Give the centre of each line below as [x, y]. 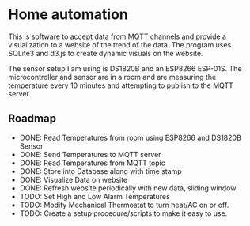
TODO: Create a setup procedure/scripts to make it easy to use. [123, 213]
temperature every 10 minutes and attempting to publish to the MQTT [121, 85]
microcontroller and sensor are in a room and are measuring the [112, 77]
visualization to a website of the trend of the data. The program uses [120, 44]
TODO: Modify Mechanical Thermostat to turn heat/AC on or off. [124, 205]
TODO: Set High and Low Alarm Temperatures [95, 196]
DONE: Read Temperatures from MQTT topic [93, 163]
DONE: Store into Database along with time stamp [100, 171]
